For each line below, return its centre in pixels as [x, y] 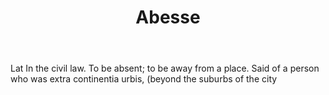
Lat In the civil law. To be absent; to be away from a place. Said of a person [165, 68]
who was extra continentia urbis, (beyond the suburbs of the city [144, 79]
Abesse [168, 17]
